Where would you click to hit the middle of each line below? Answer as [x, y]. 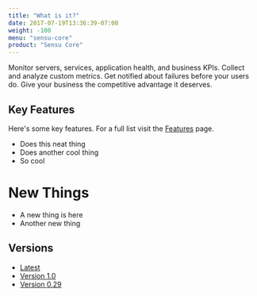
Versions [31, 248]
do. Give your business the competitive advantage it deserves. [110, 85]
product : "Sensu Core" [46, 45]
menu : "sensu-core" [40, 38]
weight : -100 [30, 30]
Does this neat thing [52, 144]
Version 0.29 [40, 284]
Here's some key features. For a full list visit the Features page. [111, 129]
